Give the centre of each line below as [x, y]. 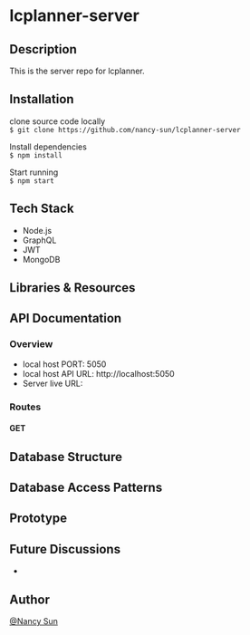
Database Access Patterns [86, 487]
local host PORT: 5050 [64, 364]
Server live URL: [53, 383]
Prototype [38, 519]
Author [29, 599]
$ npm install [36, 155]
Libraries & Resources [72, 288]
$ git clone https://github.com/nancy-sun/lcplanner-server [125, 130]
